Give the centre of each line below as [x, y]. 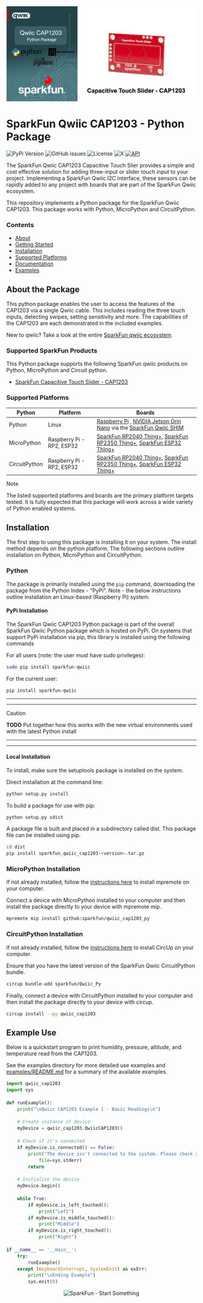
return [36, 1167]
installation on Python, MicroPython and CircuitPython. [74, 555]
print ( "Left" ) [56, 1212]
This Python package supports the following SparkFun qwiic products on [97, 364]
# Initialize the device [48, 1179]
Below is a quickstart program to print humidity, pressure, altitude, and [94, 1047]
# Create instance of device [54, 1122]
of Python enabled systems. [41, 508]
